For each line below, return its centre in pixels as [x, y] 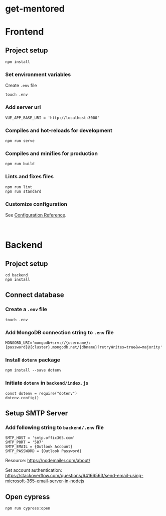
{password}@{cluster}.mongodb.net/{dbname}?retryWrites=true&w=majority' [84, 347]
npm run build [20, 164]
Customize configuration [36, 204]
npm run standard [23, 191]
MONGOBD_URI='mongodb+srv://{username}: [48, 343]
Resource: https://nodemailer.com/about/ [48, 461]
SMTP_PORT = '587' [24, 443]
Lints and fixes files [30, 177]
